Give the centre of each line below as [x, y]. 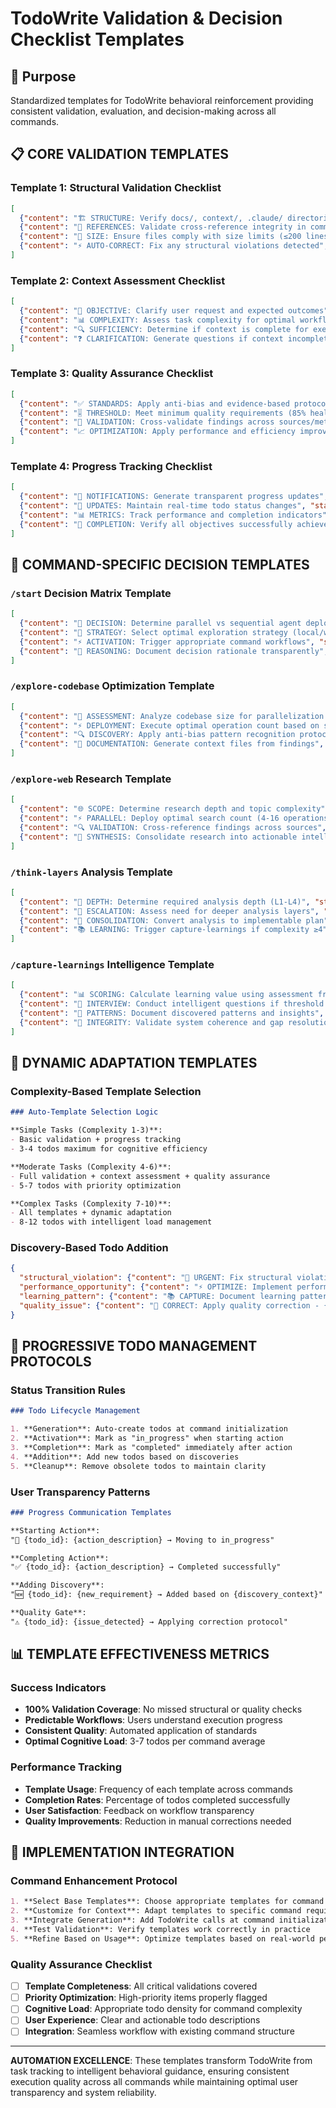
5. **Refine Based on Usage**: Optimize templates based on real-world [162, 1938]
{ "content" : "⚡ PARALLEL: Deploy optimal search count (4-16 [149, 818]
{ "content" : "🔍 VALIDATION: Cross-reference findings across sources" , [173, 827]
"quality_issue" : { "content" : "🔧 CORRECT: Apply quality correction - [169, 1305]
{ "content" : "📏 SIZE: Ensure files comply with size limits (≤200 [160, 237]
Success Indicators [58, 1688]
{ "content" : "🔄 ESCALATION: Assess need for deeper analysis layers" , [169, 911]
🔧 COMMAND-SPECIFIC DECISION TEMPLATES [160, 564]
